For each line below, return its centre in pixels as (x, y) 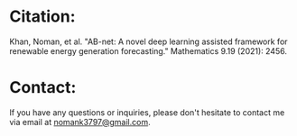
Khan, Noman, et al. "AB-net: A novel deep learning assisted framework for (148, 41)
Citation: (42, 17)
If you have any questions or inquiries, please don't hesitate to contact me (147, 112)
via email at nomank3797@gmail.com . (80, 122)
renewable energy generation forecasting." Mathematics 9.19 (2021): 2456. (148, 50)
